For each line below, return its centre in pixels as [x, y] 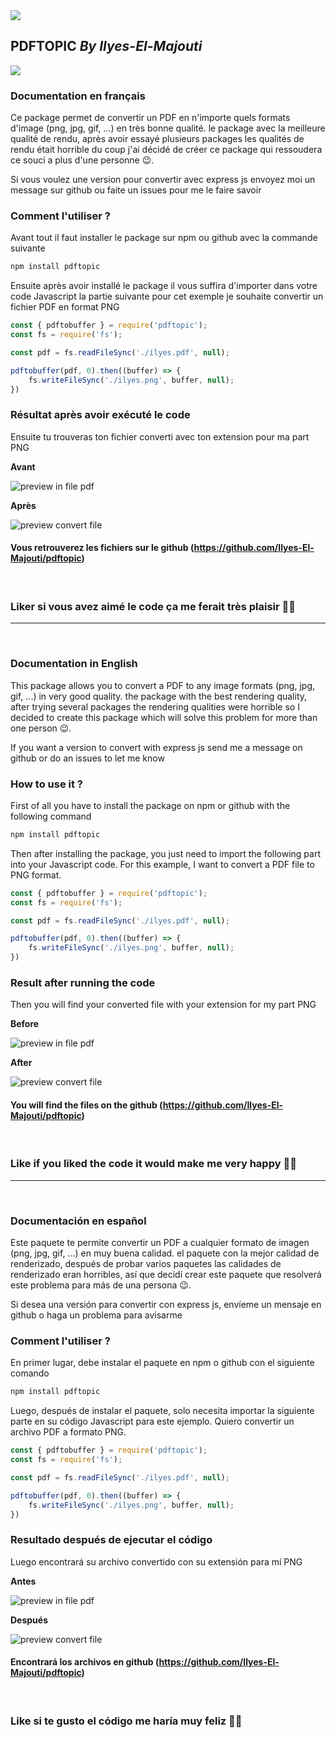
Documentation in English [74, 664]
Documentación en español [78, 1221]
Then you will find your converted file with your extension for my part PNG [163, 1005]
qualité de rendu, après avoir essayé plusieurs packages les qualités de [157, 139]
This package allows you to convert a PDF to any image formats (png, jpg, [162, 685]
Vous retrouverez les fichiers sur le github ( [102, 548]
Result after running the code [83, 982]
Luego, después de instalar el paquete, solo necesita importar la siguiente [162, 1411]
